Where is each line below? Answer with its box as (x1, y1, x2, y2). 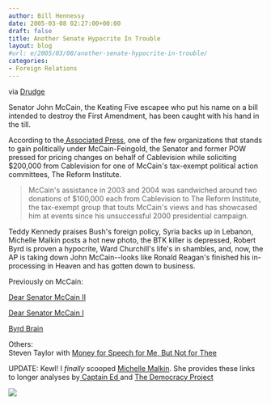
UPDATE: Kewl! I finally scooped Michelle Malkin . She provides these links (8, 363, 256, 373)
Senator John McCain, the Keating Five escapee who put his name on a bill (8, 102, 259, 112)
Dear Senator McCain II (8, 292, 87, 302)
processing (8, 260, 46, 271)
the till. (8, 119, 31, 129)
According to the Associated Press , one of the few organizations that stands (8, 135, 263, 145)
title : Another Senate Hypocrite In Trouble (8, 34, 161, 43)
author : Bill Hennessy (8, 11, 85, 20)
